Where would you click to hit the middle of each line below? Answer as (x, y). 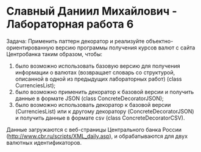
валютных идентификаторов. (44, 142)
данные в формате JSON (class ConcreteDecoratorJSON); (90, 98)
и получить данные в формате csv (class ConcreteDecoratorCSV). (100, 118)
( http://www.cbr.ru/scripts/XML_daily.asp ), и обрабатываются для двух (97, 136)
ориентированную (30, 48)
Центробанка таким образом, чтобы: (54, 54)
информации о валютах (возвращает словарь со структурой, (95, 72)
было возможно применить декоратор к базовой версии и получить (104, 92)
